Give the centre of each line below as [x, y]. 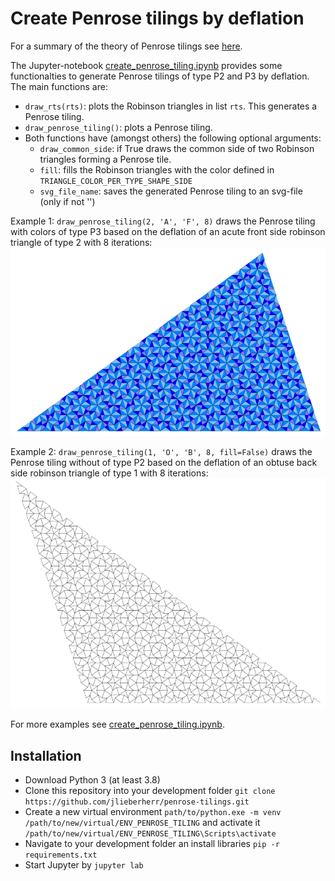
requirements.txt [61, 855]
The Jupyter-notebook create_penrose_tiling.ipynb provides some [146, 65]
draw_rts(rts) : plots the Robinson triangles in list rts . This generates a [171, 106]
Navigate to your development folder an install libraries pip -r [152, 844]
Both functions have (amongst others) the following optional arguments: [173, 138]
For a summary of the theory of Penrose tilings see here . [126, 46]
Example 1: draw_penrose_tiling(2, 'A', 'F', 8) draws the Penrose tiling [163, 221]
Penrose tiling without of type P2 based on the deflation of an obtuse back [164, 463]
